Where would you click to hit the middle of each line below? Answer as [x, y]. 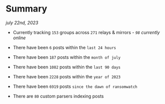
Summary [26, 9]
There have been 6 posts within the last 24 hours [64, 47]
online [19, 38]
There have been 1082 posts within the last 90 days [67, 67]
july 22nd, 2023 [22, 23]
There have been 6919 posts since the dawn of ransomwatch [75, 86]
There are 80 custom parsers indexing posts [58, 96]
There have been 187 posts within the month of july [67, 57]
